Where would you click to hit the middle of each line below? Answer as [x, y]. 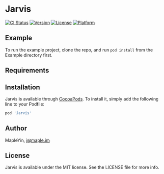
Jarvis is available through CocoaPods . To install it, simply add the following [82, 99]
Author [16, 128]
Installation [23, 87]
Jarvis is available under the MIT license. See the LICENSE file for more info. [82, 167]
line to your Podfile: [25, 104]
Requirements [27, 70]
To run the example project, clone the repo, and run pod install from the [79, 50]
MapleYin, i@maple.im [27, 140]
